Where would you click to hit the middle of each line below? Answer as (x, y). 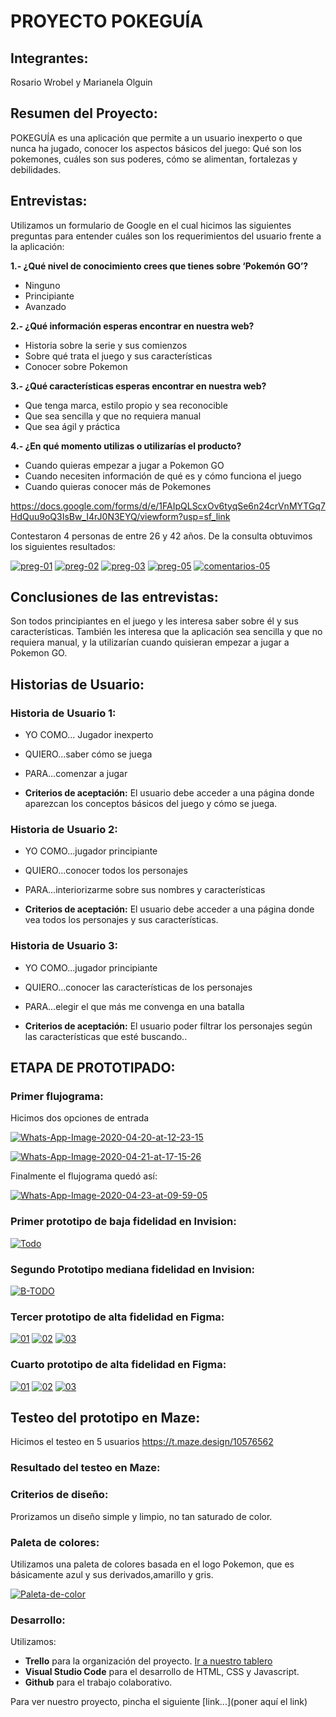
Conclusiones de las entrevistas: (114, 597)
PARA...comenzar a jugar (76, 774)
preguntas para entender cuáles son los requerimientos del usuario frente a (166, 236)
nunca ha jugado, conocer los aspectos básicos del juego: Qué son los (156, 148)
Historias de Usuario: (77, 684)
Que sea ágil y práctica (72, 426)
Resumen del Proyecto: (84, 113)
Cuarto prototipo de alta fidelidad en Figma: (118, 1365)
